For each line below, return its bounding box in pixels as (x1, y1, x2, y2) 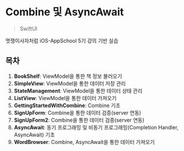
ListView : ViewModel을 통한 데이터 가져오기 (13, 94, 117, 101)
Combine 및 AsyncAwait (5, 5, 124, 19)
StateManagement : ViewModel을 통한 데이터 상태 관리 (13, 87, 143, 94)
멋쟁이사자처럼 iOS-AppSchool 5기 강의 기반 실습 (5, 37, 119, 44)
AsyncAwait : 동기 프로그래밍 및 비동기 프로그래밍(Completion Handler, (13, 123, 179, 131)
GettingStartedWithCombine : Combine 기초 (13, 102, 121, 109)
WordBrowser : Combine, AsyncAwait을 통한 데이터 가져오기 (13, 138, 155, 145)
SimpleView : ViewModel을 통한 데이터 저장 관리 (13, 80, 126, 87)
